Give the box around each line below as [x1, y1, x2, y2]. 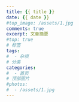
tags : [6, 48, 20, 54]
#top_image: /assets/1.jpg [6, 20, 74, 26]
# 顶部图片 [6, 76, 30, 82]
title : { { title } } [6, 8, 55, 15]
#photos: [6, 82, 28, 88]
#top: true [6, 37, 34, 43]
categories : [6, 64, 36, 71]
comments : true [6, 25, 44, 32]
